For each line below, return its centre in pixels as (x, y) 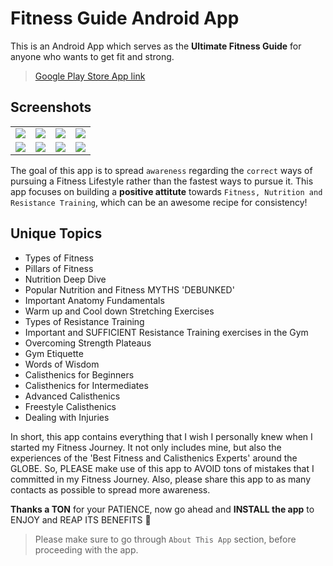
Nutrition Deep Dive (65, 279)
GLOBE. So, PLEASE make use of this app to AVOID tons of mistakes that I (162, 468)
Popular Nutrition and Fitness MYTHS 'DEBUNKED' (129, 289)
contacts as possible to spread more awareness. (110, 489)
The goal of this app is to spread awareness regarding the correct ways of (161, 170)
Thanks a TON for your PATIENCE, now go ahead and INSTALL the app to (162, 509)
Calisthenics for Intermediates (86, 385)
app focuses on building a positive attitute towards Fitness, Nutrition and (166, 191)
